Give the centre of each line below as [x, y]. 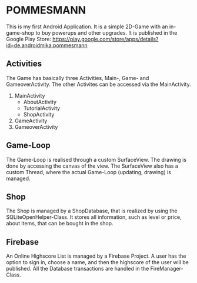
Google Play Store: [29, 39]
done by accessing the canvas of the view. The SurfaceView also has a [92, 166]
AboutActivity [40, 102]
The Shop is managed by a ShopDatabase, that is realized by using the [92, 211]
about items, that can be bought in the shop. [60, 224]
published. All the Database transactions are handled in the [78, 269]
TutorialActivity [42, 108]
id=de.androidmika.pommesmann [47, 45]
